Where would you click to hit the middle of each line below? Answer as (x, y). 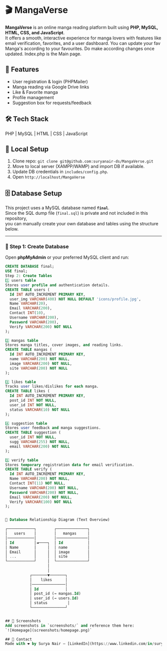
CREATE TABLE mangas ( (29, 350)
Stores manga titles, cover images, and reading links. (64, 345)
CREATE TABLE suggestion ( (33, 433)
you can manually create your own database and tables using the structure (82, 224)
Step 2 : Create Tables (29, 276)
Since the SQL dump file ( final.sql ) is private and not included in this (77, 213)
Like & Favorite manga (35, 92)
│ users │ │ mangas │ (48, 534)
